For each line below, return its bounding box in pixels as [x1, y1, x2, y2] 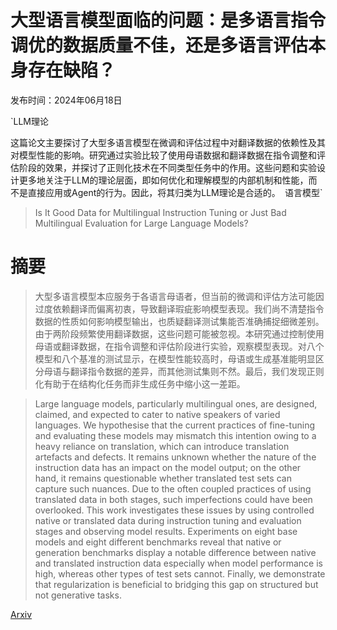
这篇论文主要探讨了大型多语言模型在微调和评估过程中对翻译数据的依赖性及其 [10, 136, 326, 148]
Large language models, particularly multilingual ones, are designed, [34, 397, 318, 410]
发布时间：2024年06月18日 [10, 94, 123, 106]
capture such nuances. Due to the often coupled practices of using [34, 482, 312, 495]
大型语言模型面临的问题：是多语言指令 [10, 9, 327, 32]
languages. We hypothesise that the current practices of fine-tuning [34, 419, 315, 431]
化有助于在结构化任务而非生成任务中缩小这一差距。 [34, 377, 246, 390]
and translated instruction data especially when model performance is [34, 557, 323, 569]
